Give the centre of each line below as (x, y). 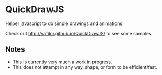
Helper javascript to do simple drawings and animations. (64, 23)
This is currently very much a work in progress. (62, 62)
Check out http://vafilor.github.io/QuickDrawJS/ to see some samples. (79, 33)
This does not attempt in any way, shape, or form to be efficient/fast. (85, 67)
